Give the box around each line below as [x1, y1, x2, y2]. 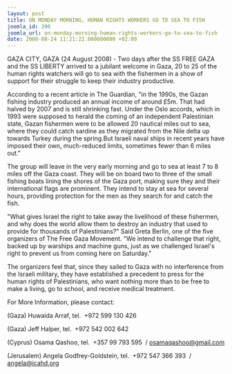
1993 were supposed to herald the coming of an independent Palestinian [7, 112, 214, 121]
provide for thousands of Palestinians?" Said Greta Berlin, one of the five [7, 227, 214, 236]
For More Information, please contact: [7, 298, 115, 306]
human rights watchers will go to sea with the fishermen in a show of [7, 70, 204, 78]
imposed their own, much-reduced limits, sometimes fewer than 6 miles [7, 142, 211, 150]
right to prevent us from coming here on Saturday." [7, 250, 152, 258]
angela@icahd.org [7, 359, 59, 367]
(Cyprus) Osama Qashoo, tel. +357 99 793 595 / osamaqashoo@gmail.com [7, 338, 225, 346]
